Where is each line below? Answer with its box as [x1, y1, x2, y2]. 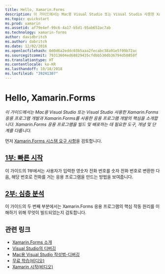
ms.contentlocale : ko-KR [5, 62, 56, 67]
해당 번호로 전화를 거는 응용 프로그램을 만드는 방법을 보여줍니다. [11, 174, 134, 180]
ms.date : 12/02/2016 [5, 44, 48, 49]
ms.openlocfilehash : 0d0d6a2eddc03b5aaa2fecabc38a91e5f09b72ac [5, 48, 137, 53]
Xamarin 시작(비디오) [12, 264, 54, 270]
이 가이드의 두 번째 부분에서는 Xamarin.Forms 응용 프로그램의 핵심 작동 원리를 [5, 203, 155, 209]
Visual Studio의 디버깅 [12, 246, 56, 251]
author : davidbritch [5, 35, 48, 40]
